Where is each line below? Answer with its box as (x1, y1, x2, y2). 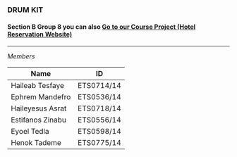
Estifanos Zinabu (11, 115, 67, 125)
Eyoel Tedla (11, 127, 49, 137)
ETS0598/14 (77, 127, 121, 137)
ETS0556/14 (77, 115, 121, 125)
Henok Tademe (11, 138, 61, 148)
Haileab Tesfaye (11, 81, 65, 91)
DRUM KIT (7, 5, 44, 15)
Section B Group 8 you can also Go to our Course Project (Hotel (7, 23, 196, 31)
